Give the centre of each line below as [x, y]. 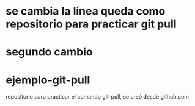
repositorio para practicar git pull [91, 24]
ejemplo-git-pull [48, 80]
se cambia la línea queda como [86, 11]
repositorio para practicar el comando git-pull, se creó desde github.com [97, 97]
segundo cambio [49, 52]
